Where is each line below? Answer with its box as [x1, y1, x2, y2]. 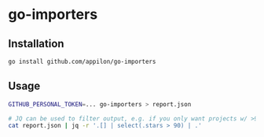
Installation [8, 37, 64, 50]
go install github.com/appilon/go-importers [8, 57, 156, 65]
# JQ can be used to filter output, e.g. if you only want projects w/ [8, 114, 247, 123]
